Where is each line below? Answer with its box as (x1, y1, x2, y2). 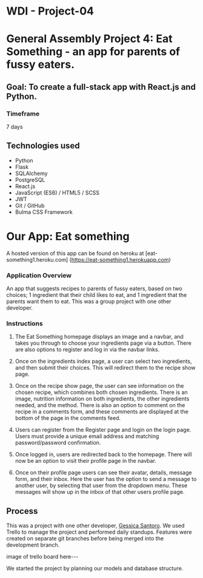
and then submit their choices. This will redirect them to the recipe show (15, 364, 196, 371)
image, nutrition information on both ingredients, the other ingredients (15, 395, 190, 402)
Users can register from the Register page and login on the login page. (15, 426, 191, 434)
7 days (6, 123, 23, 131)
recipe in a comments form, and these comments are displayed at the (15, 408, 189, 416)
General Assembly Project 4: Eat (6, 32, 173, 46)
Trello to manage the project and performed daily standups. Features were (6, 528, 192, 536)
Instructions (6, 319, 44, 328)
